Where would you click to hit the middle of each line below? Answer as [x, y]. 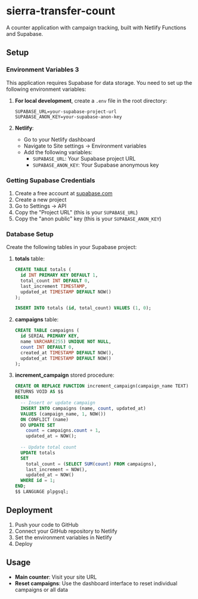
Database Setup [30, 234]
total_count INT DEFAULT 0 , [55, 281]
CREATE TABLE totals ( [43, 270]
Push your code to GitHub [47, 524]
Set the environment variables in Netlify [63, 537]
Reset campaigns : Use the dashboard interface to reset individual [96, 583]
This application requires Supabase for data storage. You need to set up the [99, 82]
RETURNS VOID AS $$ [39, 392]
